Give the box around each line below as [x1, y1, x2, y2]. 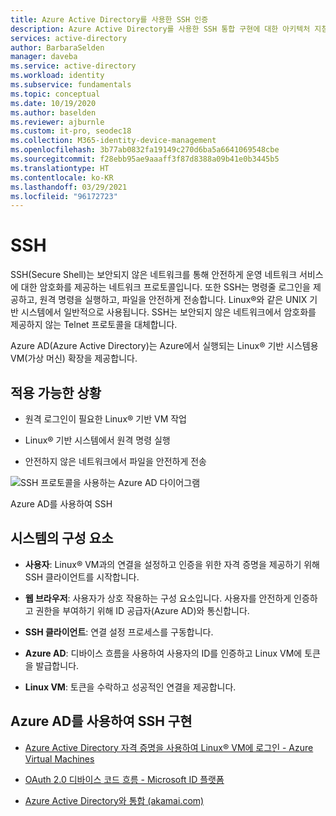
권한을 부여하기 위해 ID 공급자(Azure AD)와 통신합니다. [35, 604, 250, 616]
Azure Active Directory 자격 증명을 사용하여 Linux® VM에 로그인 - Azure [24, 741, 314, 753]
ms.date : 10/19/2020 [10, 98, 97, 108]
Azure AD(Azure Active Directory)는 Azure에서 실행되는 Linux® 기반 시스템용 [10, 340, 319, 352]
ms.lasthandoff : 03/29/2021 [10, 182, 128, 192]
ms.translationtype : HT [10, 163, 110, 173]
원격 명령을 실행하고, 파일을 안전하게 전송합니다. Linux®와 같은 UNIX [39, 294, 308, 306]
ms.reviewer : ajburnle [10, 117, 105, 127]
